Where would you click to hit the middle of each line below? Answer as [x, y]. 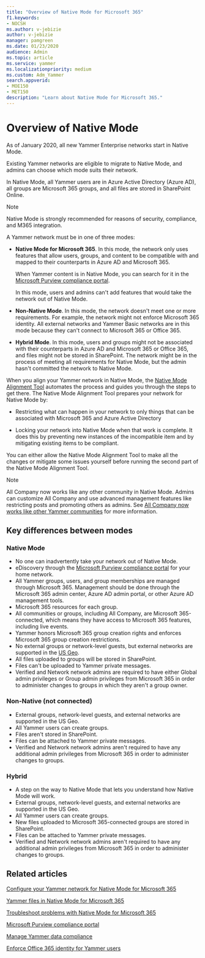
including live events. [42, 627]
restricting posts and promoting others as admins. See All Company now [98, 504]
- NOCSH [16, 23]
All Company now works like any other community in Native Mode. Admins [100, 492]
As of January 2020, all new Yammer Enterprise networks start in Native [97, 145]
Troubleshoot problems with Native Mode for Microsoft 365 [81, 913]
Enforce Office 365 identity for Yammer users [64, 948]
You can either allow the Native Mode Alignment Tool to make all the [92, 455]
